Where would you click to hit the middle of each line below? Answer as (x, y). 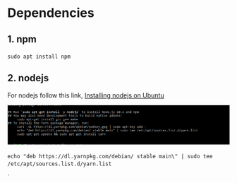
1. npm (22, 39)
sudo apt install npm (39, 57)
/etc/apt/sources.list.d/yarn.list (60, 164)
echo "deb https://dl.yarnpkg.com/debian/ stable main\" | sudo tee (110, 157)
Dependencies (51, 13)
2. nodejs (28, 78)
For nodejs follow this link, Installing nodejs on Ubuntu (86, 95)
